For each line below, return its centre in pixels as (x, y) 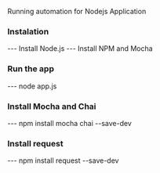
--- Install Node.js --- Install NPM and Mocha (80, 49)
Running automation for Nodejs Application (77, 11)
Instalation (28, 31)
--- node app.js (32, 86)
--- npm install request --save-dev (63, 160)
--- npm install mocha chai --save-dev (70, 123)
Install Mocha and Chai (52, 106)
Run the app (31, 69)
